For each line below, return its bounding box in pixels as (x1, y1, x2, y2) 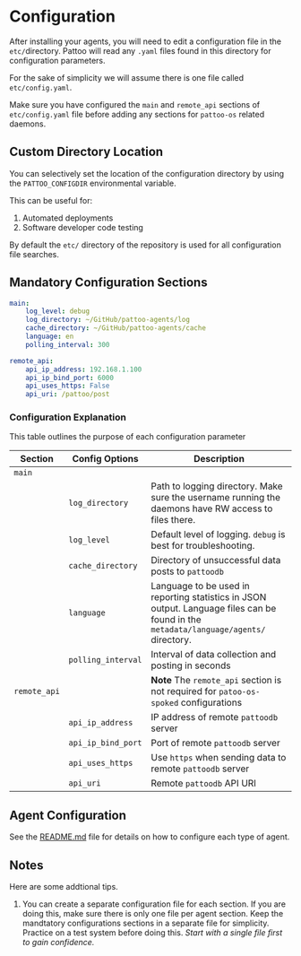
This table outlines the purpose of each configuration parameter (9, 431, 246, 442)
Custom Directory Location (9, 144, 164, 160)
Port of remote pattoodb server (150, 737, 280, 750)
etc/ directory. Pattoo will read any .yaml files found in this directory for (9, 45, 271, 56)
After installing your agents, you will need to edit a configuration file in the (9, 36, 282, 47)
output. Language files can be (150, 603, 277, 615)
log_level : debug (25, 307, 90, 316)
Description (193, 453, 245, 465)
